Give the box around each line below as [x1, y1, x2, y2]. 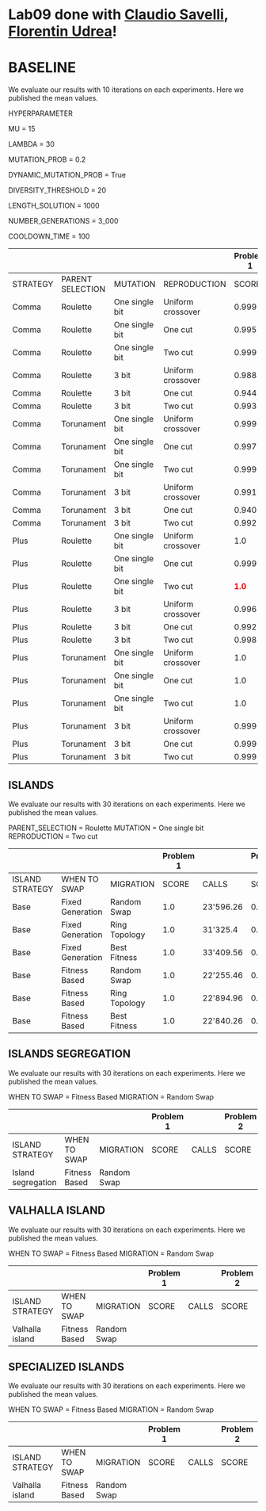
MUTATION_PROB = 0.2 [8, 155, 86, 164]
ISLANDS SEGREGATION [8, 1047, 131, 1061]
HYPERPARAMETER [8, 109, 74, 118]
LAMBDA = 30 [8, 140, 55, 149]
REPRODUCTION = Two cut [8, 831, 98, 841]
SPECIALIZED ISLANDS [8, 1360, 124, 1373]
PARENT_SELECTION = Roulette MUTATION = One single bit [8, 823, 204, 832]
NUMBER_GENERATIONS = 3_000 [8, 216, 119, 226]
